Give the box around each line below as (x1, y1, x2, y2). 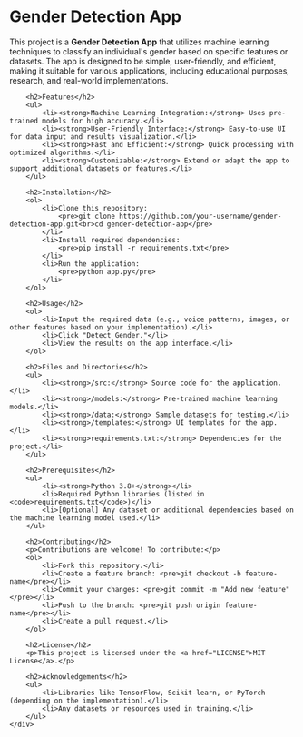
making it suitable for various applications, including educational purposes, (9, 65, 290, 76)
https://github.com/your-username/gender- (119, 211, 282, 221)
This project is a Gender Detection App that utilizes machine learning (9, 36, 269, 47)
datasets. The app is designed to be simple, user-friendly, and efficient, (9, 55, 277, 66)
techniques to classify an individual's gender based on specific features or (9, 45, 288, 56)
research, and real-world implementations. (9, 74, 169, 85)
